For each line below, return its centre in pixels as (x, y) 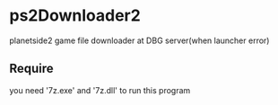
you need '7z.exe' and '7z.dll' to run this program (100, 90)
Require (31, 69)
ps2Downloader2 (75, 16)
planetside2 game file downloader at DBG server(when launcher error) (139, 40)
